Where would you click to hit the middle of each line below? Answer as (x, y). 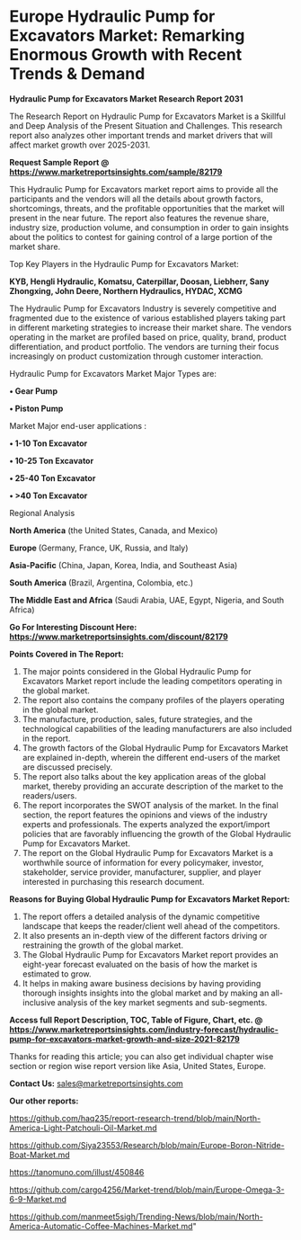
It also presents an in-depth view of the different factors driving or (145, 935)
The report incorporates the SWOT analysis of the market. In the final (150, 805)
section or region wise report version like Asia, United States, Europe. (138, 1066)
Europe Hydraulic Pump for (112, 17)
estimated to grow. (57, 974)
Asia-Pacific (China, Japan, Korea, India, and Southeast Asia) (124, 565)
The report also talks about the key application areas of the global (144, 776)
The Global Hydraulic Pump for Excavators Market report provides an (150, 954)
